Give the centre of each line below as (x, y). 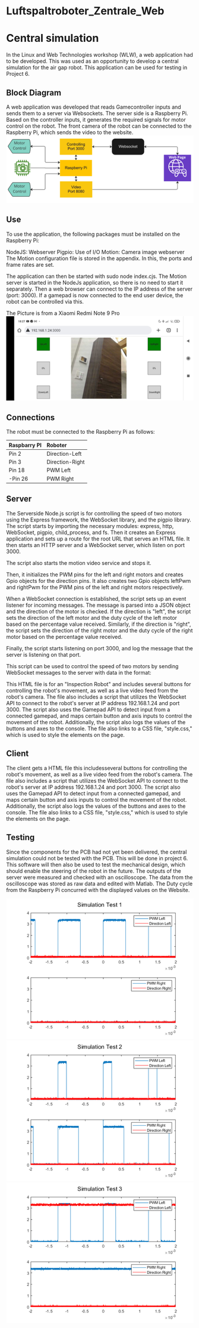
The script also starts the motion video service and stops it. (79, 563)
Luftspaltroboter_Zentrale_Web (85, 11)
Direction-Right (66, 462)
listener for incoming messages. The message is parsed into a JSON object (98, 605)
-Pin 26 (18, 478)
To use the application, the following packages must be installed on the (93, 234)
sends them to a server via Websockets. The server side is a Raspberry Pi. (97, 113)
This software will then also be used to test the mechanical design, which (96, 864)
